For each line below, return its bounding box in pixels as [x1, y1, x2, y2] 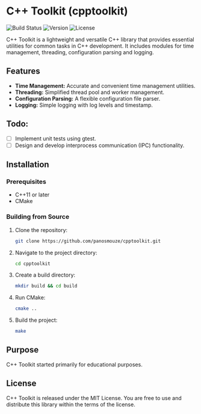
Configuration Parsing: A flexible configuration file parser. [14, 95, 161, 102]
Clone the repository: [14, 226, 68, 233]
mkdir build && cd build [14, 283, 78, 289]
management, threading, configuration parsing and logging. [6, 48, 155, 55]
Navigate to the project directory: [14, 249, 97, 256]
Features [6, 66, 40, 77]
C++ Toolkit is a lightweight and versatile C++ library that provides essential [6, 36, 194, 43]
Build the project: [14, 316, 58, 324]
